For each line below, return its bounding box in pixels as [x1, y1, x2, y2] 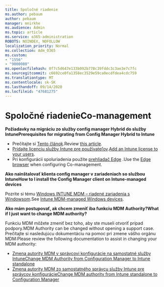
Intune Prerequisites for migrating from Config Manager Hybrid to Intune [5, 132, 155, 137]
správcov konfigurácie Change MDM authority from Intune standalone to [12, 271, 158, 277]
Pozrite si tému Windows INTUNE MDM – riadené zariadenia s [5, 191, 130, 197]
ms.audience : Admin [5, 25, 45, 30]
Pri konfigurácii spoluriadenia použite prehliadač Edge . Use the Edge [12, 156, 151, 162]
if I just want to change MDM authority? [5, 211, 87, 217]
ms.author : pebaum [5, 12, 43, 17]
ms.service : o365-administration [5, 35, 73, 40]
